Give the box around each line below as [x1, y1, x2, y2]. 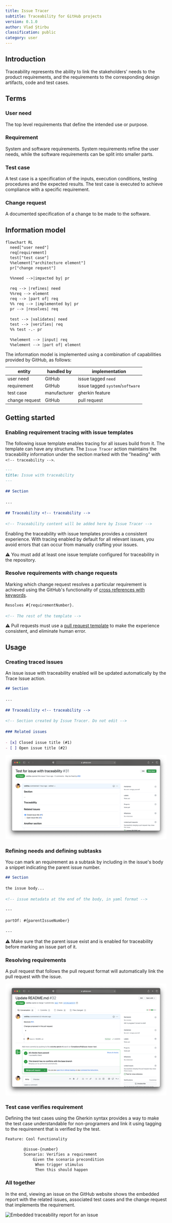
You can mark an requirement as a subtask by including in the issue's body [5, 859, 164, 865]
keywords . [5, 592, 27, 598]
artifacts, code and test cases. [5, 79, 70, 86]
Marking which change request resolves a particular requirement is [5, 581, 147, 587]
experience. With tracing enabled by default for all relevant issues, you [5, 536, 155, 542]
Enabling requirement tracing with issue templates [5, 428, 134, 436]
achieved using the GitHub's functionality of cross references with [5, 587, 145, 593]
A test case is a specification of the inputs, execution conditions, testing [5, 176, 157, 182]
